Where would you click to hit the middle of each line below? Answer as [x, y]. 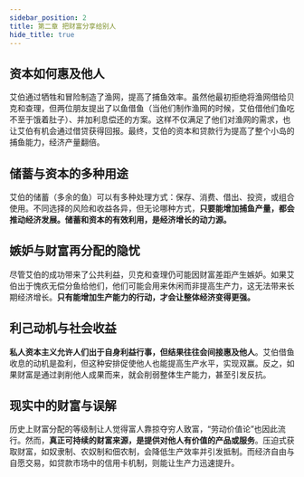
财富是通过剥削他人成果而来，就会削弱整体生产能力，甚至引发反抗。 [144, 374]
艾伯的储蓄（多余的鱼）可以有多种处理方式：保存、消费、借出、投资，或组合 [152, 197]
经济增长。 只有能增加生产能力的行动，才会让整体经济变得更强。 [136, 297]
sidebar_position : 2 [48, 18]
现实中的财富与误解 [63, 406]
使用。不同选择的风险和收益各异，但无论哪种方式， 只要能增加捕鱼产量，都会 [152, 208]
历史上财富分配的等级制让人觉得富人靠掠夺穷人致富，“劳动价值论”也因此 [144, 429]
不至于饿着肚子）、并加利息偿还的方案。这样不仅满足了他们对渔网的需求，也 [150, 119]
